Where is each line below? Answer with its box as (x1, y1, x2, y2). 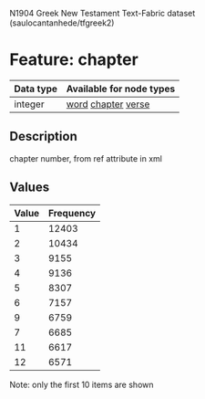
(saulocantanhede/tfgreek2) (9, 17, 115, 28)
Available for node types (66, 82, 176, 95)
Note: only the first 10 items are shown (9, 379, 154, 390)
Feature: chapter (9, 49, 138, 70)
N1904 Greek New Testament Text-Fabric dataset (9, 8, 196, 18)
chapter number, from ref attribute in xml (9, 152, 162, 163)
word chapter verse (66, 98, 150, 110)
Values (9, 180, 50, 195)
